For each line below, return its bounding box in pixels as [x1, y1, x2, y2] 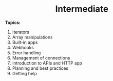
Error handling [12, 50, 41, 56]
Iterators [12, 29, 29, 35]
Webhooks [12, 44, 34, 50]
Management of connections [12, 55, 71, 61]
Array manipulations [12, 34, 53, 40]
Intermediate [55, 3, 109, 15]
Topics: [5, 20, 21, 25]
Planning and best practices [12, 65, 69, 71]
